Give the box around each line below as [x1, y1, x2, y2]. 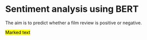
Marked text [5, 29, 30, 35]
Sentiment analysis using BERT [5, 3, 139, 15]
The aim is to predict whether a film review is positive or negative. [5, 20, 142, 26]
